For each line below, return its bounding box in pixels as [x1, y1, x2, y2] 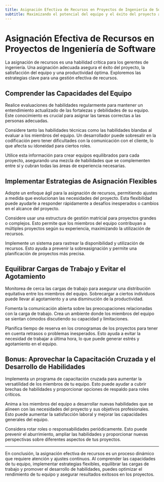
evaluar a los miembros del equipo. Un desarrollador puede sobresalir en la [5, 133, 156, 139]
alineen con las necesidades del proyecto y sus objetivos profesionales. [5, 406, 150, 412]
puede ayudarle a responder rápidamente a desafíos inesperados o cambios [5, 200, 159, 206]
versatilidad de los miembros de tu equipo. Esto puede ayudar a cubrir [5, 381, 146, 387]
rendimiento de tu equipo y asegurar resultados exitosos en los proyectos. [5, 471, 155, 477]
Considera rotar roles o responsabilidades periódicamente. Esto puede [5, 426, 147, 432]
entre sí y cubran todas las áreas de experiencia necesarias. [5, 163, 126, 169]
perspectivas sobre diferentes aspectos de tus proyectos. [5, 436, 121, 442]
